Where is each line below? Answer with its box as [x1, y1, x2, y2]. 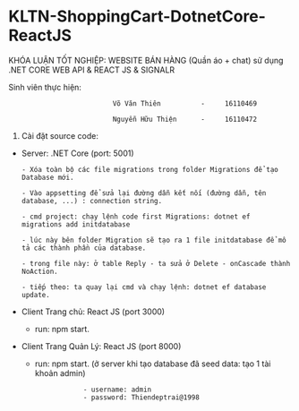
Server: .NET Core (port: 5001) [21, 148, 135, 158]
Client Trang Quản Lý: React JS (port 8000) [21, 340, 182, 351]
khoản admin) [34, 367, 86, 378]
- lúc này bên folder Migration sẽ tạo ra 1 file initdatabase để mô [21, 235, 287, 244]
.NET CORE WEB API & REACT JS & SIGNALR [8, 64, 175, 75]
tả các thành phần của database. [21, 244, 147, 253]
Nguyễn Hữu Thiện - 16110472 [112, 115, 257, 124]
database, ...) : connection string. [21, 196, 163, 205]
